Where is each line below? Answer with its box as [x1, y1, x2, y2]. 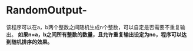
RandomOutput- [6, 4, 87, 17]
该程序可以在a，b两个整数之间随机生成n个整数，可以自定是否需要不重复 [6, 23, 181, 30]
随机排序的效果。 [11, 38, 53, 45]
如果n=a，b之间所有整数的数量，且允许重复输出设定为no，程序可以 [17, 30, 182, 38]
